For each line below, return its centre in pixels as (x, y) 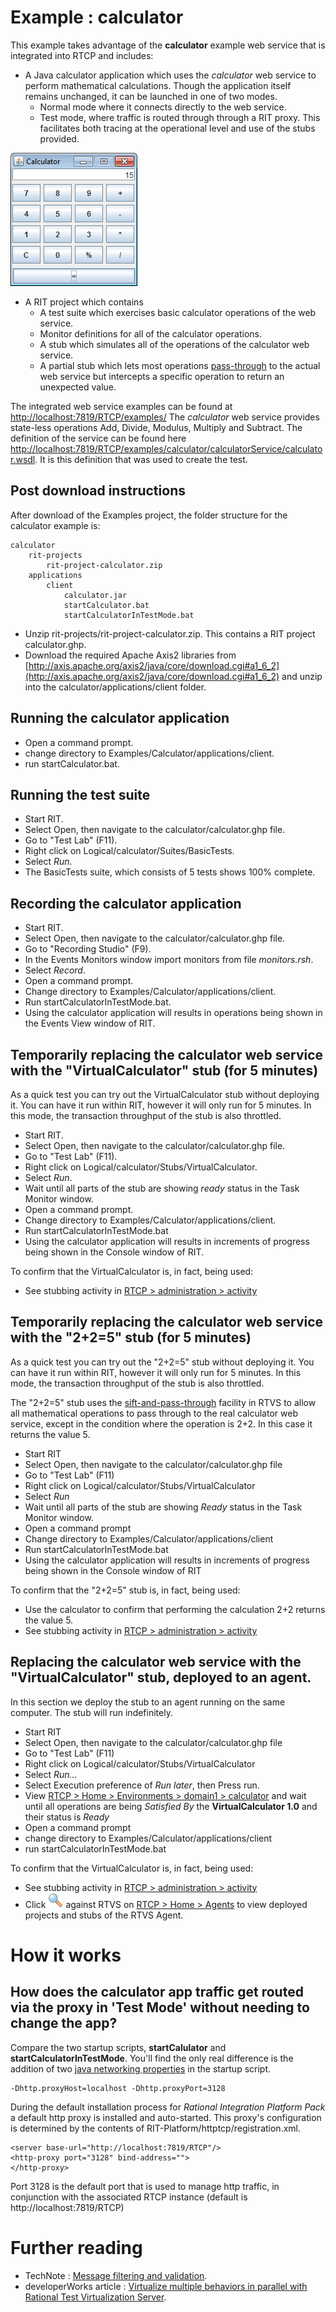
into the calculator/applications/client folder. (115, 687)
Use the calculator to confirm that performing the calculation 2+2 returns (175, 1609)
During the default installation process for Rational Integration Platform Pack (168, 2107)
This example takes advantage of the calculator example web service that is (168, 45)
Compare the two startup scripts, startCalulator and (118, 2047)
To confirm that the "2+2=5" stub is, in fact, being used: (125, 1590)
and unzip (302, 676)
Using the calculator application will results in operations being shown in (173, 1013)
